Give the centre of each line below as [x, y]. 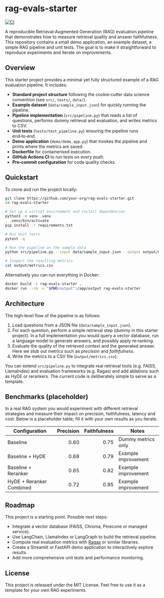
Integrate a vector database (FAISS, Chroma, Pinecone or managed [80, 526]
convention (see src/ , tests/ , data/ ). [49, 100]
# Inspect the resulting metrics [39, 261]
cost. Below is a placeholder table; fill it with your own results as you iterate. [81, 419]
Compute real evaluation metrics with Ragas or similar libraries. [75, 542]
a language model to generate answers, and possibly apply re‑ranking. [83, 341]
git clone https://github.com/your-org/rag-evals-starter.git [70, 198]
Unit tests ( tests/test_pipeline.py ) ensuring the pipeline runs [75, 131]
